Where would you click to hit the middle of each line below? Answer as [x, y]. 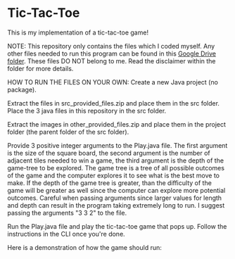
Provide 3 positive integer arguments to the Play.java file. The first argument [118, 145]
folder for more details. [40, 68]
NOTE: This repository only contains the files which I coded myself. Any [111, 46]
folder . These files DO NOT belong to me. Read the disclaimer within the [112, 61]
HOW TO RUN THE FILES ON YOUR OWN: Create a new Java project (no [113, 82]
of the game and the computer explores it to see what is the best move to [114, 175]
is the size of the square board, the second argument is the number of [109, 153]
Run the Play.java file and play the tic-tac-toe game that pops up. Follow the [117, 226]
